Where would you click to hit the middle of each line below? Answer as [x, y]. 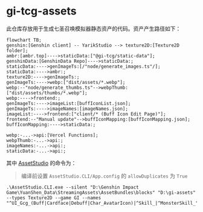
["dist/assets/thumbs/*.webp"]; [47, 93]
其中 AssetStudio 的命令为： [41, 163]
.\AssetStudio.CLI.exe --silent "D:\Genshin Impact [72, 187]
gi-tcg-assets [41, 11]
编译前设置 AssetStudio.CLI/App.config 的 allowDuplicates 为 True [104, 176]
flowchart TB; [24, 40]
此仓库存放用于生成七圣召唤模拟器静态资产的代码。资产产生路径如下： [94, 28]
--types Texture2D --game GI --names [54, 198]
